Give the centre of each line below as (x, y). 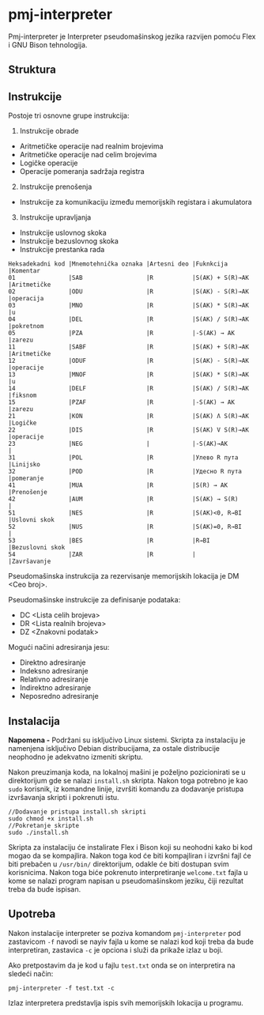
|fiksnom (23, 396)
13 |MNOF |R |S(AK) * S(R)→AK (128, 375)
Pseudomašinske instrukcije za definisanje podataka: (94, 600)
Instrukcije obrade (49, 131)
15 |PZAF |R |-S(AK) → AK (122, 402)
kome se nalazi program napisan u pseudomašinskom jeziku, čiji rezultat (126, 881)
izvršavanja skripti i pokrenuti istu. (64, 797)
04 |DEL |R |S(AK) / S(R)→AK (128, 319)
